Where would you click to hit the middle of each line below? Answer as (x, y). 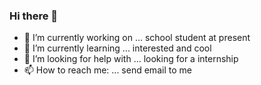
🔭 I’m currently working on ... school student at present (137, 38)
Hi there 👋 (34, 16)
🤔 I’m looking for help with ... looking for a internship (131, 59)
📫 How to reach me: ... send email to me (107, 70)
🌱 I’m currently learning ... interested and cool (117, 48)
